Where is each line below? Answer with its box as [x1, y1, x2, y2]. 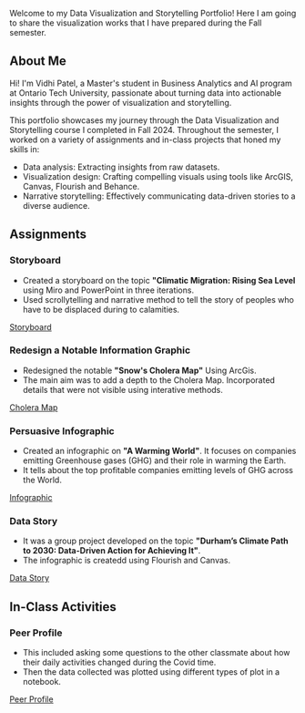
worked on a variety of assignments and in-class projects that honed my [9, 134, 281, 145]
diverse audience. [22, 200, 91, 211]
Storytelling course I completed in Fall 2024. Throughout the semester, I [9, 124, 280, 135]
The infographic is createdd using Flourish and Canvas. [22, 555, 231, 566]
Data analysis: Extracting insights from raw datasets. [22, 161, 220, 172]
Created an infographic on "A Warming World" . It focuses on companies [22, 446, 297, 457]
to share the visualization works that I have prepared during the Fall [9, 17, 262, 28]
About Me [9, 54, 66, 69]
